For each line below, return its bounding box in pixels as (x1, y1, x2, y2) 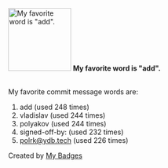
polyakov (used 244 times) (19, 119, 107, 128)
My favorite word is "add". (72, 64, 161, 73)
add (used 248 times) (19, 102, 90, 111)
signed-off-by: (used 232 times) (19, 127, 124, 137)
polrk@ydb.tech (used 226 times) (19, 136, 129, 144)
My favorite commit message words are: (8, 87, 139, 97)
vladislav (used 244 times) (19, 111, 106, 120)
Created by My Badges (8, 151, 82, 160)
